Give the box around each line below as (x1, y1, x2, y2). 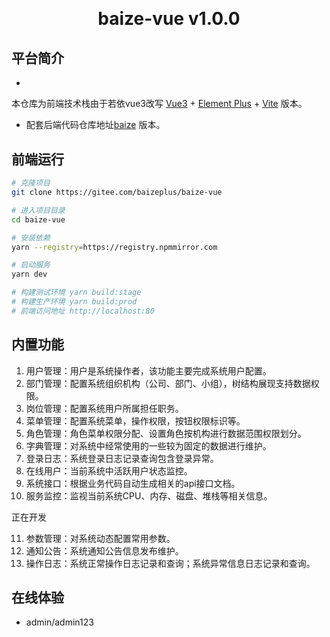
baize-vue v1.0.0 (97, 8, 241, 30)
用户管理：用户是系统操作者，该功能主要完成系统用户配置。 (25, 364, 272, 377)
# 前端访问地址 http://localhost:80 (11, 306, 155, 316)
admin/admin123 (25, 616, 94, 628)
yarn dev (11, 269, 48, 280)
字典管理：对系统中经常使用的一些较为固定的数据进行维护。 (25, 439, 272, 452)
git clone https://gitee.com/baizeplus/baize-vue (11, 188, 223, 198)
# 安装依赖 (11, 233, 51, 243)
